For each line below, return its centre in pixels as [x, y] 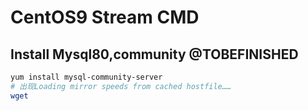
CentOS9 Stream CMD [105, 17]
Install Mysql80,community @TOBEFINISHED [154, 54]
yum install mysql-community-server [86, 77]
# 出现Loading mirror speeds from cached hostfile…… [121, 86]
